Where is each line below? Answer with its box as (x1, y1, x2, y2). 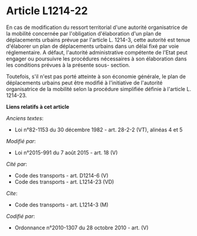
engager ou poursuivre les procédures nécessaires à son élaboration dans (6, 55, 187, 62)
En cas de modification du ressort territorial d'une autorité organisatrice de (6, 24, 188, 31)
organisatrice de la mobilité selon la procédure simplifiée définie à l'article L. (6, 85, 192, 92)
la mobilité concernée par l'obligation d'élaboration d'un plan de (6, 30, 162, 37)
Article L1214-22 (6, 4, 88, 18)
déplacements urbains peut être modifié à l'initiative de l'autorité (6, 79, 163, 86)
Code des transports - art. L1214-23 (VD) (14, 178, 114, 185)
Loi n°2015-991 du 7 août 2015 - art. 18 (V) (14, 149, 118, 156)
